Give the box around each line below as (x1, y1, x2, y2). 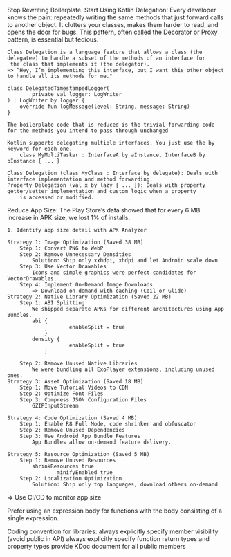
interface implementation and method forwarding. (7, 176, 154, 183)
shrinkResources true (32, 463, 95, 470)
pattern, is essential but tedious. (7, 35, 99, 44)
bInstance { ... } (7, 158, 60, 165)
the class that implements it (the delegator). (10, 61, 150, 68)
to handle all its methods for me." (7, 73, 113, 80)
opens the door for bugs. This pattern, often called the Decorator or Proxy (7, 28, 218, 36)
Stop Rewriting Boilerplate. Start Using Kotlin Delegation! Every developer (7, 6, 216, 14)
